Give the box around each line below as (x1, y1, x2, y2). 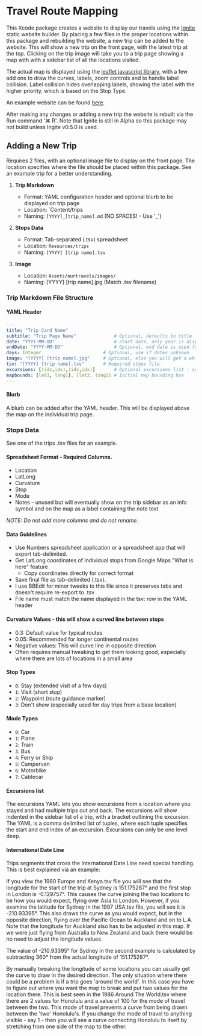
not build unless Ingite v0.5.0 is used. (6, 123, 99, 130)
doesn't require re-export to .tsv (14, 589, 95, 596)
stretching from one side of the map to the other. (6, 1023, 127, 1030)
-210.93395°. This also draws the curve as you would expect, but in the (6, 910, 182, 917)
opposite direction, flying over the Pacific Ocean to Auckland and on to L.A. (6, 916, 193, 924)
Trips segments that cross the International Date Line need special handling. (6, 860, 195, 867)
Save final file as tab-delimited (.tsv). (14, 576, 106, 583)
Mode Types (6, 715, 38, 722)
